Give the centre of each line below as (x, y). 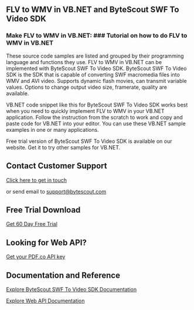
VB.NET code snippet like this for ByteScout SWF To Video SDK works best (97, 105)
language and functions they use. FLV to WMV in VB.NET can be (84, 62)
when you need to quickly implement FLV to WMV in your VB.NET (85, 111)
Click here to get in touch (37, 180)
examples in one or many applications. (52, 129)
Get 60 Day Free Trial (32, 224)
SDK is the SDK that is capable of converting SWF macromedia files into (93, 74)
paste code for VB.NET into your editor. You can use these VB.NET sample (96, 124)
